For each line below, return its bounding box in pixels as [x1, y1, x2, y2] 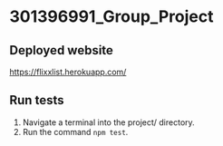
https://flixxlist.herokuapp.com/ [9, 66, 127, 77]
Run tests [9, 92, 64, 108]
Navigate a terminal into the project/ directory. [22, 116, 195, 128]
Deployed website [9, 43, 113, 58]
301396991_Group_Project [9, 6, 214, 27]
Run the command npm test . [22, 126, 129, 137]
